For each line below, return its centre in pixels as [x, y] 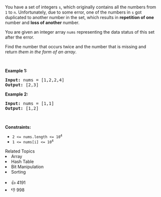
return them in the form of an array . [41, 52]
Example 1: [16, 71]
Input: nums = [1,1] [30, 104]
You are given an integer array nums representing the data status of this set [80, 32]
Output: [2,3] [22, 85]
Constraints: [18, 127]
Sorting [19, 172]
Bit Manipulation [28, 167]
